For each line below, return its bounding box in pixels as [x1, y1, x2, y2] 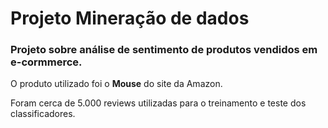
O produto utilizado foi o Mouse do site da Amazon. [10, 78, 223, 90]
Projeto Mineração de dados [10, 7, 250, 30]
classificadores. [10, 108, 76, 120]
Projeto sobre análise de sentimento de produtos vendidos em [10, 43, 318, 57]
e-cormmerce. [10, 55, 83, 69]
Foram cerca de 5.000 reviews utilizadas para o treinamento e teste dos [10, 97, 307, 109]
